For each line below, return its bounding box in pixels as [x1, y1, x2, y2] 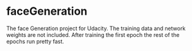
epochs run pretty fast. [6, 37, 64, 45]
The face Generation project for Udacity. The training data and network [6, 25, 186, 32]
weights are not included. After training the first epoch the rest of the [6, 31, 180, 38]
